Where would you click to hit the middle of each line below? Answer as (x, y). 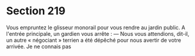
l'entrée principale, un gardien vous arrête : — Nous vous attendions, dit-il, (98, 33)
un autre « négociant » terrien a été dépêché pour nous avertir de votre (94, 40)
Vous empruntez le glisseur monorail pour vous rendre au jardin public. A (96, 27)
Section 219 (36, 11)
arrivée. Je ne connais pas (39, 46)
